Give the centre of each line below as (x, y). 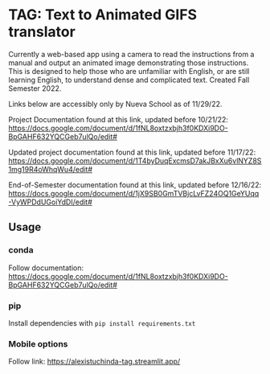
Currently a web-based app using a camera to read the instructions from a (131, 54)
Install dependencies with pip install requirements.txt (102, 323)
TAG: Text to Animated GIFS (103, 15)
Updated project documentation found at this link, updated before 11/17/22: (132, 152)
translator (42, 32)
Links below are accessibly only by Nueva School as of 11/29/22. (115, 104)
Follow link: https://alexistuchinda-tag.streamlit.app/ (94, 362)
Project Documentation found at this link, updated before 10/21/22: (119, 119)
